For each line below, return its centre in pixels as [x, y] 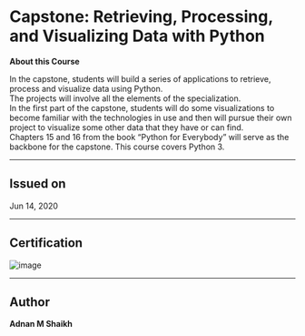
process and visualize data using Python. [86, 88]
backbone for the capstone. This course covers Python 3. [117, 147]
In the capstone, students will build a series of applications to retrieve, [140, 78]
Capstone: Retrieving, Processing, [142, 17]
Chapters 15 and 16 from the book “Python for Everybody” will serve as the [149, 137]
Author [30, 302]
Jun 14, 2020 [34, 206]
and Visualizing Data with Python [137, 36]
